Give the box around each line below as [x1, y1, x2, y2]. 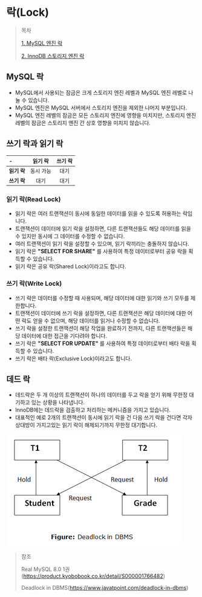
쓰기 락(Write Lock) [6, 279, 62, 288]
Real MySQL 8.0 [21, 566, 62, 573]
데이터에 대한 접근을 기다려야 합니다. [21, 332, 108, 339]
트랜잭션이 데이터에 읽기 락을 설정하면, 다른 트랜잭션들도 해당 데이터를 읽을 [15, 225, 192, 233]
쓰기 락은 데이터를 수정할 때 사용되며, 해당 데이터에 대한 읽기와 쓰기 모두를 [15, 294, 189, 302]
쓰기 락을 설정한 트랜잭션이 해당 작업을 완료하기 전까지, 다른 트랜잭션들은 [15, 324, 186, 332]
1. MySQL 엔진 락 [21, 39, 63, 47]
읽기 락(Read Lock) [6, 195, 61, 203]
